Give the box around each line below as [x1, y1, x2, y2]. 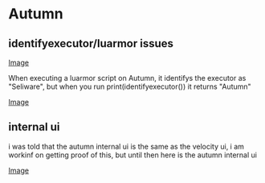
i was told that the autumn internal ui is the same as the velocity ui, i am [8, 141, 245, 151]
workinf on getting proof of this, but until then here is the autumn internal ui [8, 149, 257, 160]
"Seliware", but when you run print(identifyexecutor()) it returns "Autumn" [8, 82, 251, 91]
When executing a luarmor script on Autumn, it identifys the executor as [8, 74, 247, 82]
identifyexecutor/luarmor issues [8, 37, 174, 50]
